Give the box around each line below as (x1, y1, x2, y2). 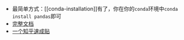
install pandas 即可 (12, 13, 62, 20)
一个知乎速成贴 (12, 27, 50, 35)
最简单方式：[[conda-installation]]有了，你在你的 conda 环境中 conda (12, 5, 179, 12)
